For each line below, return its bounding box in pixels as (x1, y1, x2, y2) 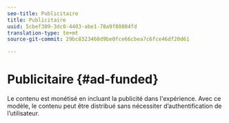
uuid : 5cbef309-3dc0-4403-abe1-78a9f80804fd (7, 23, 137, 30)
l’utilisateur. (7, 109, 40, 117)
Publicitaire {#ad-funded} (7, 72, 159, 87)
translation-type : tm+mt (7, 29, 79, 37)
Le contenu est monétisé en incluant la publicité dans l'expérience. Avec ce (7, 95, 221, 103)
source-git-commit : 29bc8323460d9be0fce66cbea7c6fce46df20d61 (7, 36, 190, 43)
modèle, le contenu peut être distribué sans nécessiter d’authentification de (7, 102, 222, 111)
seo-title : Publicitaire (7, 10, 79, 17)
